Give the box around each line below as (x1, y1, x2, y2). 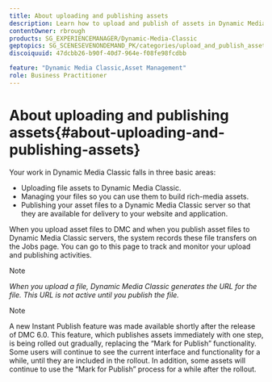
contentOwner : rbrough (9, 27, 86, 35)
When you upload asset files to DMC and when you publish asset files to (9, 224, 250, 234)
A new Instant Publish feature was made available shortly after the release (9, 321, 256, 331)
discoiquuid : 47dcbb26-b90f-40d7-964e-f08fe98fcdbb (9, 49, 186, 57)
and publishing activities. (9, 250, 92, 259)
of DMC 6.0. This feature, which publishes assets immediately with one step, (9, 330, 264, 339)
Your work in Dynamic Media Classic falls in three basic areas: (9, 167, 216, 177)
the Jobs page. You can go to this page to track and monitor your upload (9, 241, 251, 251)
